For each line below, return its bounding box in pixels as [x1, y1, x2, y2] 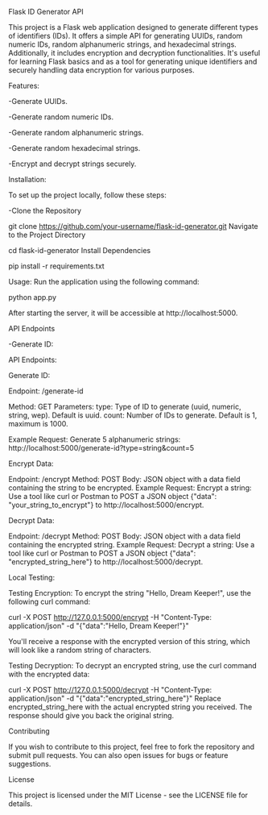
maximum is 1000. [8, 419, 68, 428]
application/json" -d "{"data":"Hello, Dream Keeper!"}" [8, 621, 189, 630]
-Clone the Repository [8, 206, 82, 215]
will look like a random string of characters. [8, 645, 151, 655]
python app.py [8, 293, 57, 301]
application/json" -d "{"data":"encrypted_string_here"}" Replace [8, 693, 221, 703]
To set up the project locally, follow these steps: [8, 190, 167, 200]
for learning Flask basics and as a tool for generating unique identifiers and [8, 56, 258, 66]
